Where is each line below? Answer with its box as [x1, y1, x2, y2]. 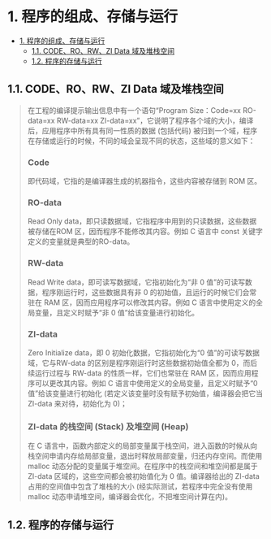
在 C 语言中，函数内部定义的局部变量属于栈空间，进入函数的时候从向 [27, 441, 257, 451]
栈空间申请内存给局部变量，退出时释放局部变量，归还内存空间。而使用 [27, 451, 263, 461]
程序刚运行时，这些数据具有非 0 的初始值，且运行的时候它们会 [41, 287, 250, 297]
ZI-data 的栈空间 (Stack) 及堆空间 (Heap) [27, 420, 189, 432]
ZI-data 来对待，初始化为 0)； [27, 398, 127, 408]
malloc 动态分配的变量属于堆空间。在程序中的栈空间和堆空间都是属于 [27, 461, 259, 472]
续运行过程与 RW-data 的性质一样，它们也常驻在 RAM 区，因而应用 [27, 367, 252, 378]
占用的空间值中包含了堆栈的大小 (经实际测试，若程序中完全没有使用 [27, 481, 253, 492]
